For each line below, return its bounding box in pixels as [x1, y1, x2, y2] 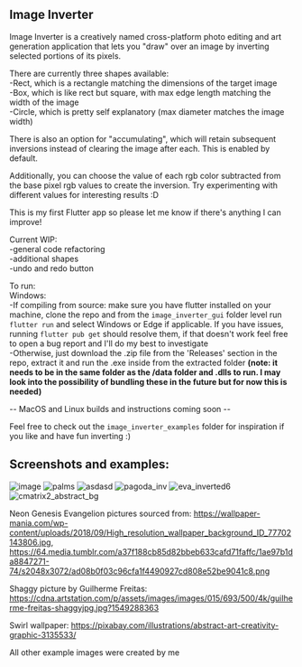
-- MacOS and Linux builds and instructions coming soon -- [9, 403, 232, 414]
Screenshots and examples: [9, 456, 169, 473]
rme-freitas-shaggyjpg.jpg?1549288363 [9, 602, 160, 613]
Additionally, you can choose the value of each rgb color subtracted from [9, 170, 281, 181]
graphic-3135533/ [9, 629, 77, 640]
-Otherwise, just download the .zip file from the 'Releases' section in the [9, 347, 278, 358]
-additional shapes [9, 253, 79, 264]
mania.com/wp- [9, 517, 69, 528]
